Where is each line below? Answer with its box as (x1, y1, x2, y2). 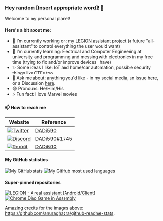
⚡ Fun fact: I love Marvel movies (12, 91, 77, 97)
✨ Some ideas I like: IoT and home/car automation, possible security (12, 64, 151, 70)
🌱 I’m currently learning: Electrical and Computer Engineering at (12, 48, 142, 54)
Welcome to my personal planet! (5, 16, 71, 22)
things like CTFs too (12, 70, 53, 75)
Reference (41, 118, 66, 125)
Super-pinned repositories (5, 179, 61, 185)
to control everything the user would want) (33, 43, 121, 49)
